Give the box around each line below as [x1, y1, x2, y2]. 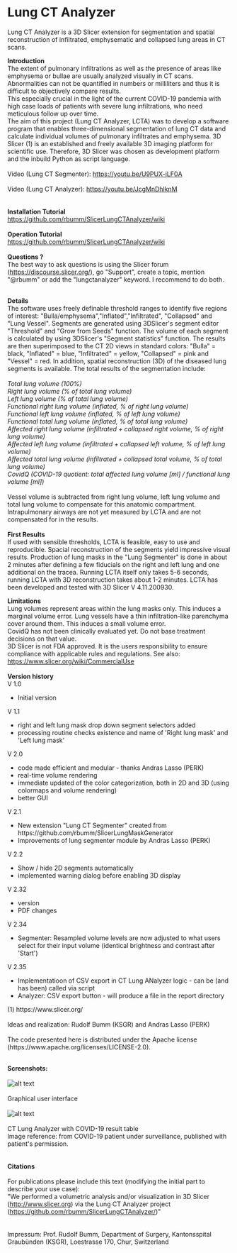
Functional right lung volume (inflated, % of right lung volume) [7, 402, 189, 410]
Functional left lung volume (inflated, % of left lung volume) [7, 409, 180, 418]
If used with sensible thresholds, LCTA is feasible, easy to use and [7, 537, 200, 546]
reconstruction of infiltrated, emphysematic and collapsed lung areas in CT [7, 35, 226, 43]
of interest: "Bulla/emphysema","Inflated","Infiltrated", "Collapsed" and [7, 311, 212, 320]
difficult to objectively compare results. [7, 87, 122, 95]
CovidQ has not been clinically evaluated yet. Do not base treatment [7, 626, 206, 635]
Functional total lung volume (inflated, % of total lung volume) [7, 416, 188, 426]
